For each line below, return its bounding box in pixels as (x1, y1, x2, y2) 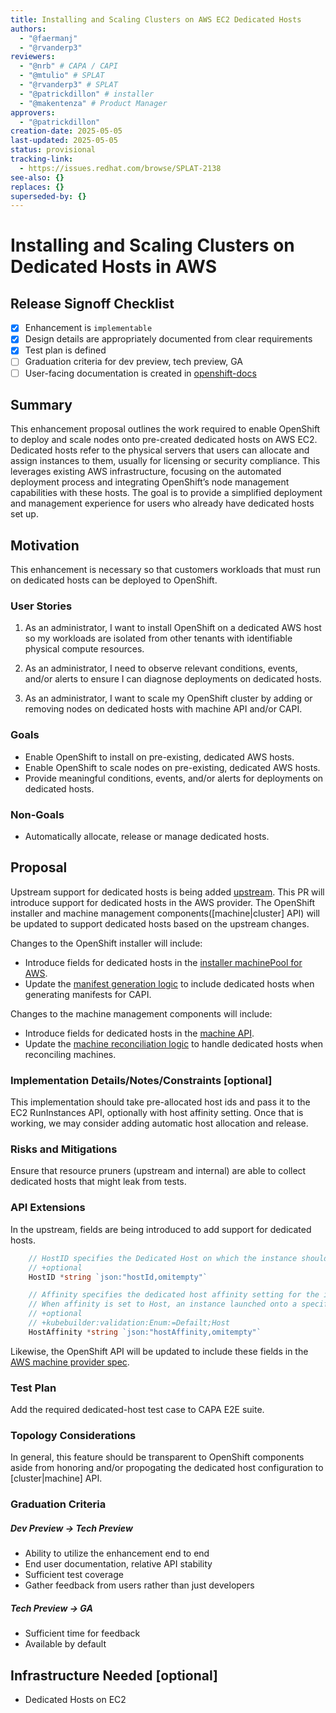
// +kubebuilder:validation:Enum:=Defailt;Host (28, 1318, 230, 1328)
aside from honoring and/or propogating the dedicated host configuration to (10, 1462, 324, 1474)
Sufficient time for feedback (24, 1627, 141, 1640)
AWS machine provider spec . (10, 1356, 130, 1368)
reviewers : (10, 52, 56, 62)
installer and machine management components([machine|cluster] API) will (10, 907, 321, 919)
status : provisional (10, 145, 97, 155)
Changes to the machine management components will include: (10, 1007, 273, 1020)
